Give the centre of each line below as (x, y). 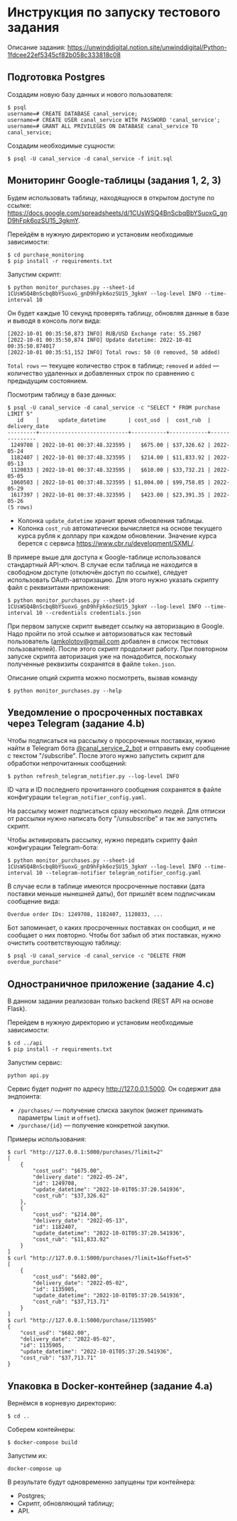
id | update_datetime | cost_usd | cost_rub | (114, 420)
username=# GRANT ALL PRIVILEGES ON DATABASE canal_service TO (103, 126)
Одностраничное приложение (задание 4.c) (111, 984)
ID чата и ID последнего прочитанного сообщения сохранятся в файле (115, 790)
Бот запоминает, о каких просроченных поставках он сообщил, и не (111, 928)
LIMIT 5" (20, 414)
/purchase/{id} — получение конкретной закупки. (94, 1126)
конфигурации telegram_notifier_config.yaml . (77, 797)
